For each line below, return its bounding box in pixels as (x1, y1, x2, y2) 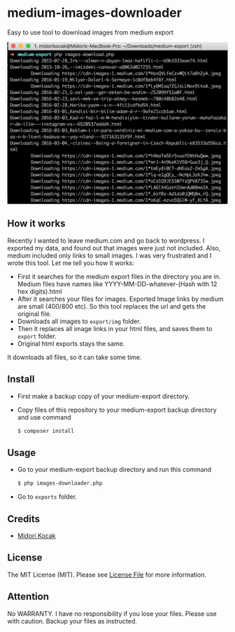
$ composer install (17, 427, 75, 434)
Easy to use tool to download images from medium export (7, 28, 173, 36)
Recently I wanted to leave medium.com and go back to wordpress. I (7, 236, 205, 245)
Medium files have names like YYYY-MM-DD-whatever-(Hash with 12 (17, 279, 218, 288)
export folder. (17, 332, 57, 340)
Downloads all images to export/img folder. (17, 317, 141, 325)
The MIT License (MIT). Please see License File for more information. (7, 570, 206, 579)
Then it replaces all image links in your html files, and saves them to (17, 324, 213, 332)
